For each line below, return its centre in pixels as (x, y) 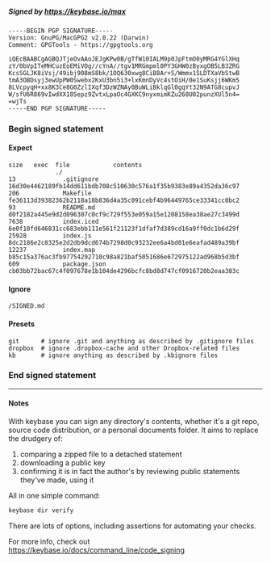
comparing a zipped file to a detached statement (101, 454)
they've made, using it (57, 480)
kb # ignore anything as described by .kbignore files (113, 355)
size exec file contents (75, 166)
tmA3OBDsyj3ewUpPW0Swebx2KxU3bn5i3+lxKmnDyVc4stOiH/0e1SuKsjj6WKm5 (124, 80)
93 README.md (52, 208)
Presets (21, 324)
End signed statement (52, 376)
